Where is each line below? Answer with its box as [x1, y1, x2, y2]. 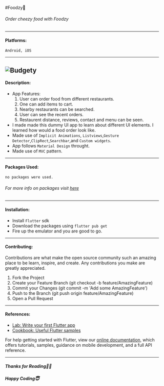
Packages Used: [5, 164, 39, 170]
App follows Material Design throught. [12, 143, 90, 149]
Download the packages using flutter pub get [12, 223, 107, 229]
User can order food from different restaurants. [19, 96, 115, 102]
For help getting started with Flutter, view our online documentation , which [5, 337, 155, 343]
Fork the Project [12, 275, 45, 281]
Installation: [5, 206, 30, 212]
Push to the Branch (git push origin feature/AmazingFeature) [12, 290, 134, 296]
